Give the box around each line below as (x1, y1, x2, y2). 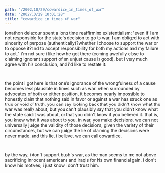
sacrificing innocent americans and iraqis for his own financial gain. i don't (5, 157, 156, 163)
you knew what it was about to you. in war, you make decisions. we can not (5, 117, 158, 123)
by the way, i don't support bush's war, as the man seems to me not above (5, 152, 157, 158)
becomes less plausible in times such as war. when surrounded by (5, 86, 140, 92)
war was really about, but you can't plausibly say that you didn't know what (5, 106, 158, 112)
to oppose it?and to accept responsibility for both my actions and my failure (5, 45, 159, 52)
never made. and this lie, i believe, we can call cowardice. (5, 133, 122, 138)
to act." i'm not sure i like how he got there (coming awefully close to (5, 51, 144, 57)
